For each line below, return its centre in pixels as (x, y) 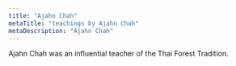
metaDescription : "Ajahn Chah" (61, 31)
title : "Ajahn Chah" (43, 16)
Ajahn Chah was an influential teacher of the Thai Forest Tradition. (118, 54)
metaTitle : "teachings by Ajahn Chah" (74, 23)
